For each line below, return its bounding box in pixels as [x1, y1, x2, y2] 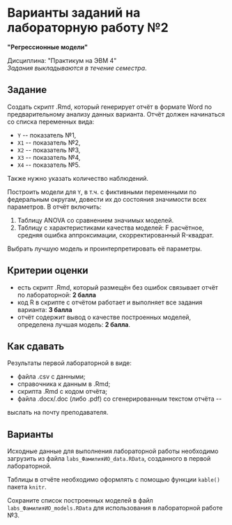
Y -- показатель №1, [17, 131, 77, 139]
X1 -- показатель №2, [17, 138, 81, 147]
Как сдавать [7, 340, 65, 352]
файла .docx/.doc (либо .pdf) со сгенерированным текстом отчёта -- [17, 394, 222, 403]
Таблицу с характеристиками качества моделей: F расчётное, [17, 223, 204, 232]
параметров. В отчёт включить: [7, 202, 102, 211]
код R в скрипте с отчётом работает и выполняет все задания [17, 298, 203, 306]
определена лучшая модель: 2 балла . [17, 320, 131, 329]
